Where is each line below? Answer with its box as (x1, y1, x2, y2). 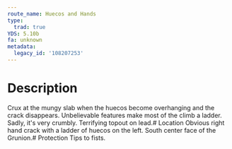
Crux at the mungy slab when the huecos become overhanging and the (7, 103, 215, 112)
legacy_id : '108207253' (13, 50, 83, 57)
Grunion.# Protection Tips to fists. (7, 133, 106, 142)
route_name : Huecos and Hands (7, 10, 97, 18)
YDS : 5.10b (7, 30, 40, 37)
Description (7, 81, 78, 96)
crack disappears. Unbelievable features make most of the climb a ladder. (7, 111, 223, 119)
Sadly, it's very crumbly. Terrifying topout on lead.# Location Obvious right (7, 118, 225, 127)
